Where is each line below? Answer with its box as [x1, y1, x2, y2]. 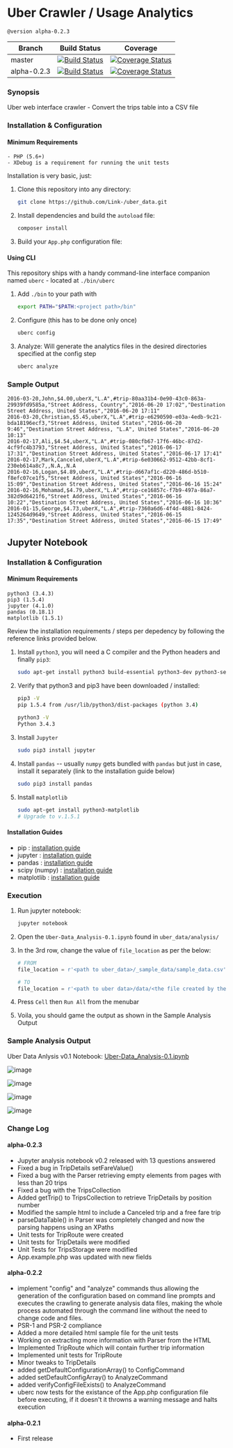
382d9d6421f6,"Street [7, 493, 70, 500]
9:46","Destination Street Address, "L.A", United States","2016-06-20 [7, 426, 219, 433]
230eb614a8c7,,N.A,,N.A [7, 463, 77, 470]
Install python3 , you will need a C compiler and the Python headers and [17, 648, 220, 656]
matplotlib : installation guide [17, 873, 100, 881]
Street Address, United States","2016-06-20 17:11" [7, 408, 160, 415]
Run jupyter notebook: [17, 906, 81, 915]
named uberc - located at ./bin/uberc [7, 276, 115, 285]
